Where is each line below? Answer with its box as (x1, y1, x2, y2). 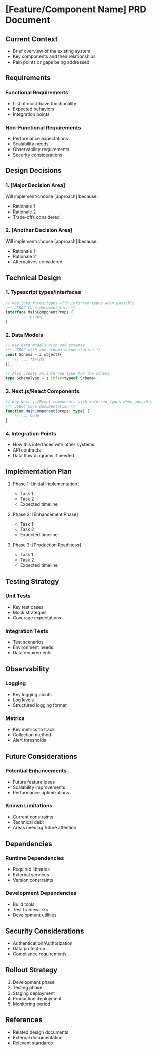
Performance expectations (12, 135, 68, 141)
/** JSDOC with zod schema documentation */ (5, 347, 101, 353)
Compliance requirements (12, 951, 67, 957)
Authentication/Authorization (12, 940, 73, 946)
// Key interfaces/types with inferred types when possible (5, 300, 135, 306)
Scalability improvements (12, 784, 66, 790)
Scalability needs (12, 141, 49, 147)
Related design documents (12, 1029, 69, 1035)
